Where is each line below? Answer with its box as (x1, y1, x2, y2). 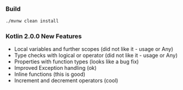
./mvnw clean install (5, 18, 59, 24)
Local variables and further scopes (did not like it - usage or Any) (14, 46, 174, 53)
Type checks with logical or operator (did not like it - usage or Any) (14, 52, 178, 59)
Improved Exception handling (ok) (14, 65, 97, 72)
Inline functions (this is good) (14, 70, 86, 78)
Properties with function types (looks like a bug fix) (14, 58, 139, 65)
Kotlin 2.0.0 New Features (5, 32, 82, 40)
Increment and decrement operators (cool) (14, 77, 118, 84)
